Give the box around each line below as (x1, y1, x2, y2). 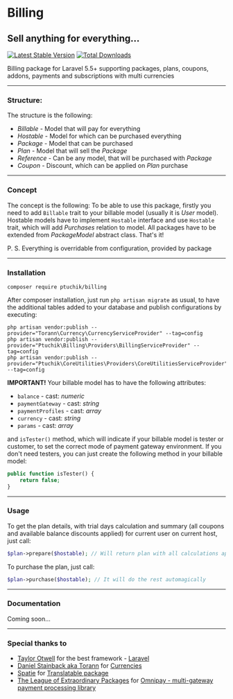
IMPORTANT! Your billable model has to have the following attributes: (7, 378, 207, 386)
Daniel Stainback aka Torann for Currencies (17, 662, 142, 670)
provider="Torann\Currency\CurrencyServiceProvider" (7, 329, 163, 337)
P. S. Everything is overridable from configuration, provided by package (7, 244, 212, 252)
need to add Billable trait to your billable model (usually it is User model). (7, 208, 218, 216)
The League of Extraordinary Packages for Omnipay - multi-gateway (17, 676, 214, 684)
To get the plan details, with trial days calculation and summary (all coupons (7, 521, 225, 530)
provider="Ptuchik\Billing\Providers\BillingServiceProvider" (7, 342, 191, 349)
